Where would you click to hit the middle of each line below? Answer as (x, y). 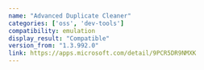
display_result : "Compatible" (59, 38)
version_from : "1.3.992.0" (54, 46)
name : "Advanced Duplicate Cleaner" (70, 16)
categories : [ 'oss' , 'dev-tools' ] (67, 23)
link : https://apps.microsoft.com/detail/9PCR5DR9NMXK (102, 53)
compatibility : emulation (52, 31)
